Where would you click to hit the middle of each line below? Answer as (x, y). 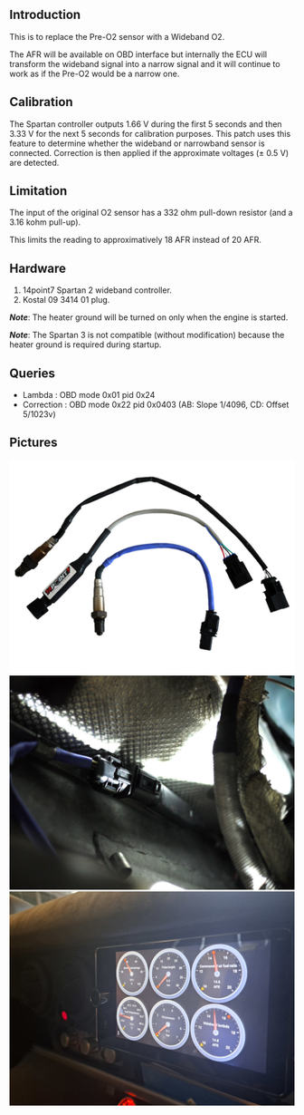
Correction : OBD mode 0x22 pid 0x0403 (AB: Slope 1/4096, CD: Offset (156, 405)
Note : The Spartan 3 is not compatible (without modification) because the (147, 335)
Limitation (38, 191)
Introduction (45, 15)
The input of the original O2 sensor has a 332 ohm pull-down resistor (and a (151, 213)
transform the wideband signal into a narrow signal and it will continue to (145, 63)
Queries (33, 373)
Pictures (33, 443)
